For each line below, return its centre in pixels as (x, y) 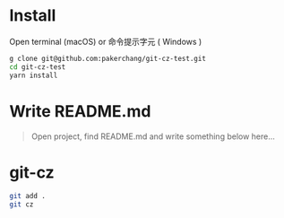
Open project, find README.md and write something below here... (153, 136)
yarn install (34, 75)
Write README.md (80, 111)
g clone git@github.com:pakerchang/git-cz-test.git (108, 58)
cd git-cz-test (38, 67)
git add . (28, 196)
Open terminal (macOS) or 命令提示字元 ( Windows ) (106, 41)
